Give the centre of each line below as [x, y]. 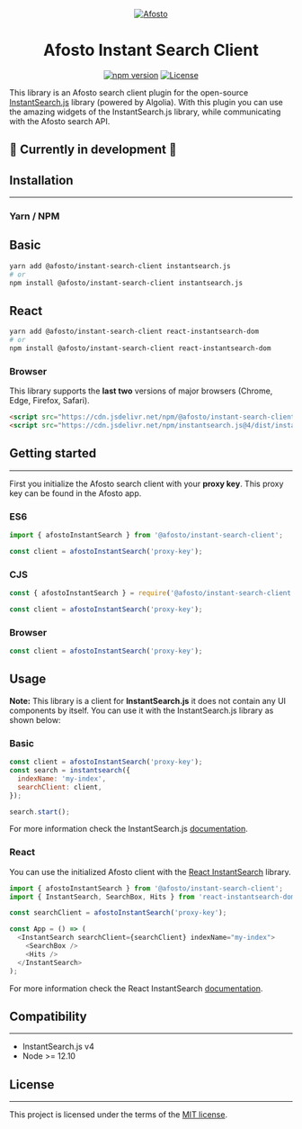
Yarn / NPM [35, 216]
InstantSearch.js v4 [58, 1047]
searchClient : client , [60, 787]
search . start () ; [40, 812]
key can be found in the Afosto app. [75, 493]
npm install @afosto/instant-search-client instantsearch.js [126, 283]
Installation [41, 180]
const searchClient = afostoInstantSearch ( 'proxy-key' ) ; [118, 913]
